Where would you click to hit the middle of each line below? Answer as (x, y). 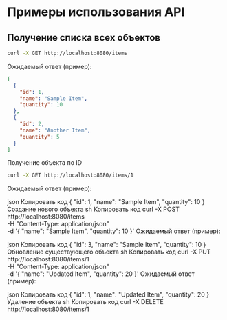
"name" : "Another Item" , (55, 130)
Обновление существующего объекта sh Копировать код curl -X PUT (109, 252)
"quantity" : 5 (40, 137)
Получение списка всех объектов (84, 38)
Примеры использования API (96, 12)
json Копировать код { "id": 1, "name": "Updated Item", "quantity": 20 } (108, 294)
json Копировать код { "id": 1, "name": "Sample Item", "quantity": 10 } (106, 202)
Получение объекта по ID (45, 163)
